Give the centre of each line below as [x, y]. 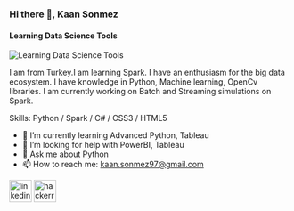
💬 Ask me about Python [65, 154]
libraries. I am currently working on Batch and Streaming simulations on [140, 92]
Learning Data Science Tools [63, 36]
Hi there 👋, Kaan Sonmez [64, 14]
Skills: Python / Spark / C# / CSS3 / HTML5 [88, 118]
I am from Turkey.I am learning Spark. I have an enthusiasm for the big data [147, 73]
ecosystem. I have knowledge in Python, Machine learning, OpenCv [134, 82]
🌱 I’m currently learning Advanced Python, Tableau [115, 135]
